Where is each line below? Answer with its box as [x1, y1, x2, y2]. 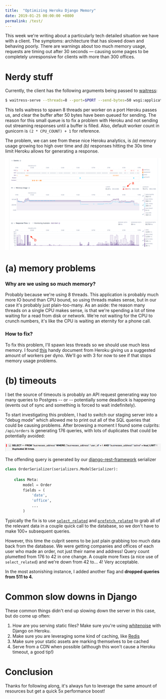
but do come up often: [5, 613, 50, 619]
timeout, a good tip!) [12, 649, 54, 655]
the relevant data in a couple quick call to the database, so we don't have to [5, 523, 159, 529]
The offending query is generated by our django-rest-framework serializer [5, 457, 157, 463]
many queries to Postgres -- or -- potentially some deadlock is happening [5, 396, 156, 402]
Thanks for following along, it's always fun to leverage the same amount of [5, 683, 157, 689]
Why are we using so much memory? [5, 281, 96, 288]
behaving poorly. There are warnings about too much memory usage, [5, 43, 147, 49]
